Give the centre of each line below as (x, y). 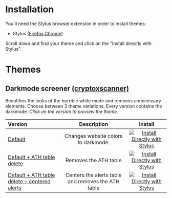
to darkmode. (94, 142)
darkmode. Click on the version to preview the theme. (62, 112)
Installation (30, 9)
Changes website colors (94, 136)
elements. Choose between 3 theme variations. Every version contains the (84, 106)
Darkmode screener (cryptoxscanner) (67, 88)
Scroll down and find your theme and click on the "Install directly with (79, 43)
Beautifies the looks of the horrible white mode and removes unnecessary (83, 100)
